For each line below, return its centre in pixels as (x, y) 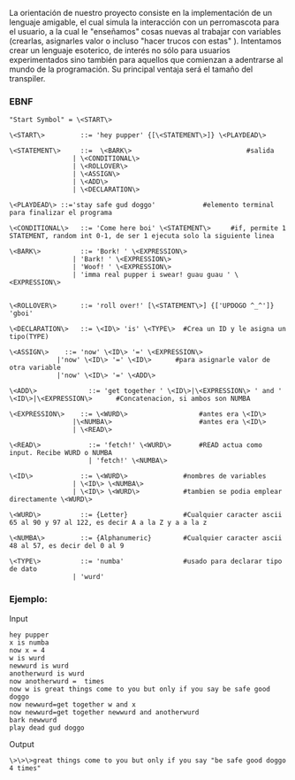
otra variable (35, 368)
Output (22, 744)
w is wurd (27, 658)
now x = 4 (27, 650)
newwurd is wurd (39, 666)
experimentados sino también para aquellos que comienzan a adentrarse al (146, 60)
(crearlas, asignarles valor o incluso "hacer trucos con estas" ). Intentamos (145, 41)
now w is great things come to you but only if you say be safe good (140, 689)
